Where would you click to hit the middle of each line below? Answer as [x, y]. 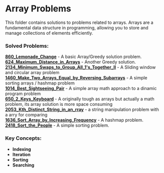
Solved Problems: [27, 46]
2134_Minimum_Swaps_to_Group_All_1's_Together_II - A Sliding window [81, 67]
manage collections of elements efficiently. [49, 33]
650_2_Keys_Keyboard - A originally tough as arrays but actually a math [80, 99]
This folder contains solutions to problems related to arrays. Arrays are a [79, 22]
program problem [23, 94]
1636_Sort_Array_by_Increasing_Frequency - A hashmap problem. [74, 120]
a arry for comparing [26, 115]
